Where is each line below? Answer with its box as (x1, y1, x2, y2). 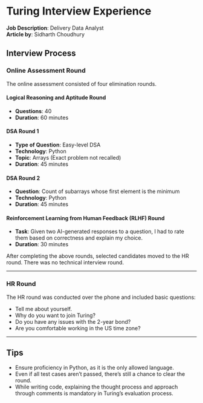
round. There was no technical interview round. (6, 259, 124, 266)
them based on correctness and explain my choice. (14, 234, 143, 241)
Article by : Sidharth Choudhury (6, 30, 85, 38)
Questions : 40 (14, 107, 52, 114)
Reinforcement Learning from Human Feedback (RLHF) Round (6, 214, 165, 221)
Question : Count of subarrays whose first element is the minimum (14, 188, 180, 195)
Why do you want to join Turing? (14, 312, 95, 319)
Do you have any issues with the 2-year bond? (14, 318, 131, 325)
